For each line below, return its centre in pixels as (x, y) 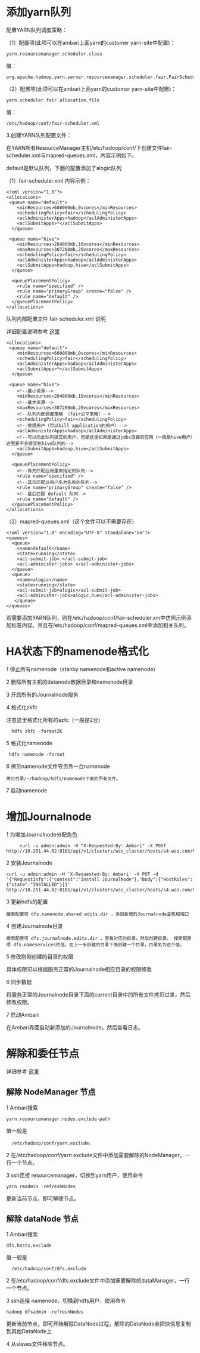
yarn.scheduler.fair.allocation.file (53, 100)
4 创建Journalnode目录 (35, 925)
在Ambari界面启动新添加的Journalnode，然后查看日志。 (75, 1027)
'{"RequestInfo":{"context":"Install (53, 879)
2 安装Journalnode (29, 863)
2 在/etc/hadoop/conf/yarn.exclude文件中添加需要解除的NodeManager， (96, 1155)
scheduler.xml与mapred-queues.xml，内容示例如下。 (72, 155)
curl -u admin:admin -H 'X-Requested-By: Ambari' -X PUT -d (82, 874)
